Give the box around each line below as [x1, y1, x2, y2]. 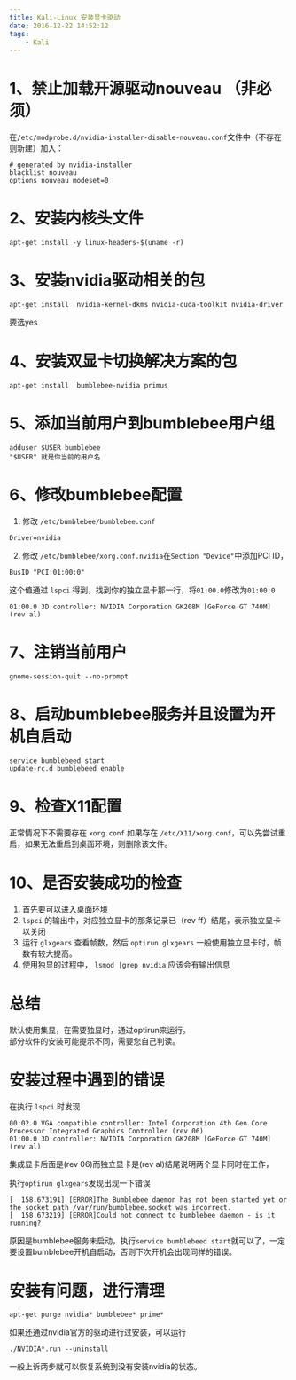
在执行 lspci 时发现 [9, 1101, 81, 1111]
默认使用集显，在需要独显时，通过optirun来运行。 [9, 1024, 191, 1035]
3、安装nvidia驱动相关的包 [9, 271, 206, 291]
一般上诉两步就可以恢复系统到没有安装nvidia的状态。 [9, 1361, 202, 1372]
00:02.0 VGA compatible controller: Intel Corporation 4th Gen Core [9, 1118, 268, 1127]
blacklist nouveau [9, 169, 77, 177]
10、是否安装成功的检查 [9, 873, 182, 892]
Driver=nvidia [9, 533, 62, 542]
